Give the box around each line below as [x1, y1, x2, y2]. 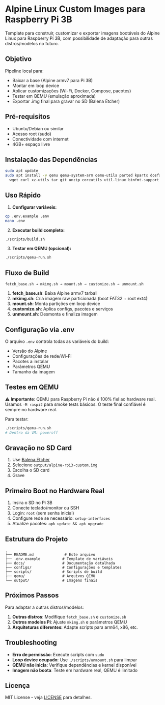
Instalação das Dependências [5, 155, 98, 164]
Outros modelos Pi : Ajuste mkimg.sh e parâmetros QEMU [12, 619, 127, 625]
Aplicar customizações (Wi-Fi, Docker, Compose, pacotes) [12, 87, 131, 94]
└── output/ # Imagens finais [5, 578, 98, 583]
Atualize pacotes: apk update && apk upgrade [12, 521, 104, 527]
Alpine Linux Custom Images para [5, 3, 146, 15]
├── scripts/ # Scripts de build [5, 569, 102, 574]
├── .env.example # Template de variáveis [5, 556, 113, 561]
